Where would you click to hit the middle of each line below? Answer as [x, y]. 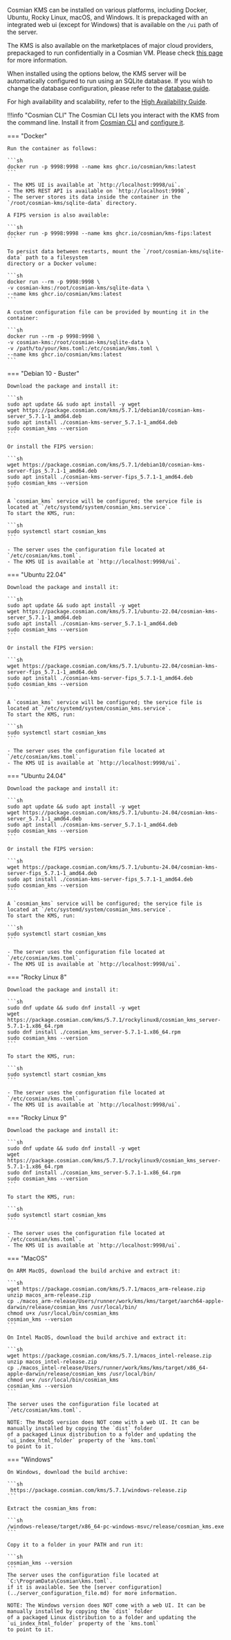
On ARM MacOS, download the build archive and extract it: [94, 1271]
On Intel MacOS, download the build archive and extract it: [97, 1337]
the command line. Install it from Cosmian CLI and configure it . [96, 123]
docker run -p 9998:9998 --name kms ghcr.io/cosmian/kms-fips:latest [110, 233]
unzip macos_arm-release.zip [49, 1295]
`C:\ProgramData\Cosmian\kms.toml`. [60, 1581]
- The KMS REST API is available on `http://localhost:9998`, [99, 191]
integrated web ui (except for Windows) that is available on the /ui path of [113, 25]
